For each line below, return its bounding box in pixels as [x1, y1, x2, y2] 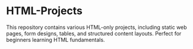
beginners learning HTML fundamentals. [6, 36, 105, 43]
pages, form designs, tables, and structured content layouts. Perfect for [6, 30, 182, 37]
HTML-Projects [6, 4, 83, 18]
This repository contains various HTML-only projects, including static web [6, 24, 187, 31]
